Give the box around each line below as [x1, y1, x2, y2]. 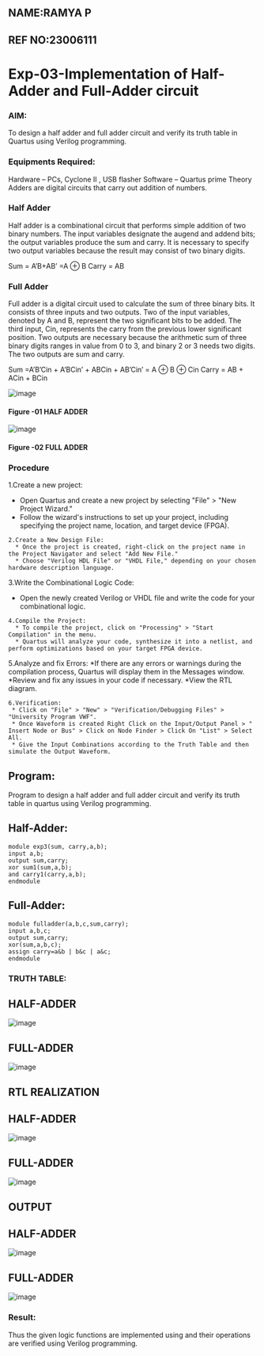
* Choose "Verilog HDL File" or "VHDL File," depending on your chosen [15, 557, 257, 565]
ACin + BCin [8, 373, 48, 383]
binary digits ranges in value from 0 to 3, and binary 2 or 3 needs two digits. [8, 341, 255, 351]
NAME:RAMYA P [8, 6, 92, 20]
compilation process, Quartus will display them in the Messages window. [8, 667, 245, 677]
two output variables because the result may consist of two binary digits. [8, 246, 246, 255]
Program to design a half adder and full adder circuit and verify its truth [8, 790, 240, 800]
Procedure [8, 462, 50, 473]
